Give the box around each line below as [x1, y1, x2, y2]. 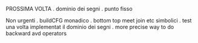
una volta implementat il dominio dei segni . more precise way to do [5, 24, 174, 30]
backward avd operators [5, 30, 67, 37]
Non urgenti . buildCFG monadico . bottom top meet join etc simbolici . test [5, 17, 192, 24]
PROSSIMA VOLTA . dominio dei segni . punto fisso [5, 5, 133, 12]
